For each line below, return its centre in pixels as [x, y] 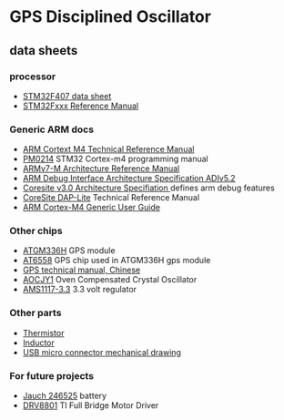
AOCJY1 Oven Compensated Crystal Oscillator [110, 280]
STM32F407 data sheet [67, 96]
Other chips [36, 231]
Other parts [35, 313]
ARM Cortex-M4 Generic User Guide [91, 208]
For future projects [51, 375]
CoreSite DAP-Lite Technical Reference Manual [111, 198]
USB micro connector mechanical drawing [102, 352]
